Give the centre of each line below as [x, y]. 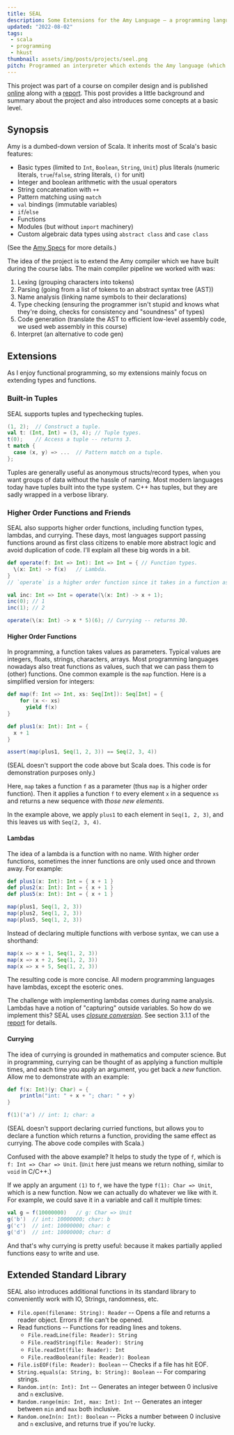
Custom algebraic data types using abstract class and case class [113, 234]
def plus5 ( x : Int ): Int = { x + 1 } [60, 895]
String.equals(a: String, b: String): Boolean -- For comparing [111, 1372]
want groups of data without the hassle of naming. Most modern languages [115, 480]
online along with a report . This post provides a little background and [106, 93]
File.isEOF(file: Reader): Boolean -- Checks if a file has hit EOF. [113, 1364]
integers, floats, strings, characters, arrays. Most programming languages [113, 659]
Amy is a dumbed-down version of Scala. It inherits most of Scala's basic [112, 147]
